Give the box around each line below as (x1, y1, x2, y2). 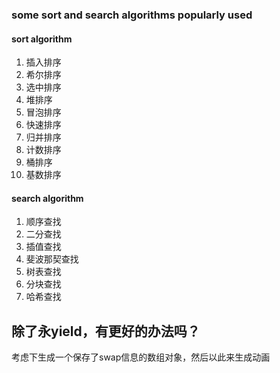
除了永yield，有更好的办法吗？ (11, 323, 201, 340)
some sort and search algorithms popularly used (11, 8, 253, 22)
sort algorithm (11, 33, 73, 45)
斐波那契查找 (25, 253, 79, 265)
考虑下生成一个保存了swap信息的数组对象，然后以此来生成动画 (11, 351, 271, 363)
